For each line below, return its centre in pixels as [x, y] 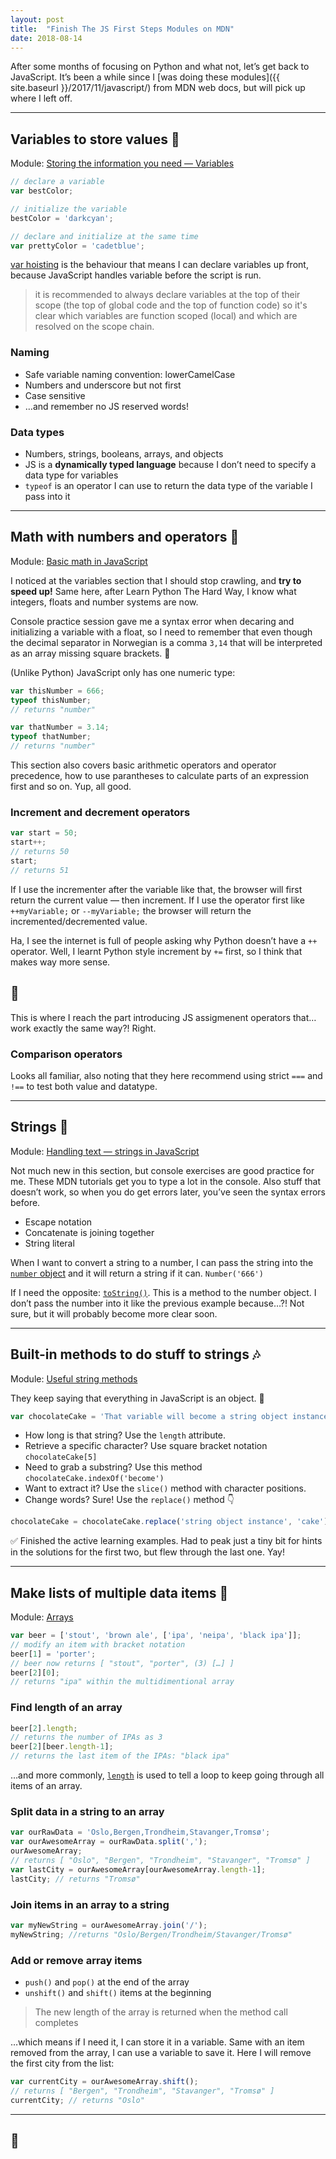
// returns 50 [40, 852]
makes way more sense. [60, 962]
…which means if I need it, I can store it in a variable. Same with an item [157, 2042]
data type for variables [71, 475]
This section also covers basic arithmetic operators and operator [143, 765]
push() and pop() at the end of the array [107, 1982]
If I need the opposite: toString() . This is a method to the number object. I [163, 1292]
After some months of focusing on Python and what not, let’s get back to [160, 67]
